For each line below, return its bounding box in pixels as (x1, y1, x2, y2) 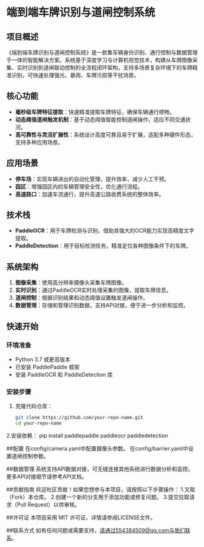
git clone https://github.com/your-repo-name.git (15, 415, 144, 421)
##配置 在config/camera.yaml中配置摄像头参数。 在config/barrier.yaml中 (6, 445, 189, 452)
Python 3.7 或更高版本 (15, 355, 71, 363)
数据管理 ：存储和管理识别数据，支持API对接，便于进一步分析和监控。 (15, 301, 189, 309)
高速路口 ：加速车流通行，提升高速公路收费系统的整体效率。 (15, 190, 165, 198)
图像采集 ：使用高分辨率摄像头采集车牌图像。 (15, 279, 127, 286)
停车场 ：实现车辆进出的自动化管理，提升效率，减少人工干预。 (15, 175, 170, 183)
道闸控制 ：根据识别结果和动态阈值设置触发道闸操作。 (15, 294, 149, 301)
